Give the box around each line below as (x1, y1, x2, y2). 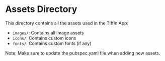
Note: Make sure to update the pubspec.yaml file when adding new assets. (5, 50, 160, 56)
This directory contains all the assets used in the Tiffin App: (5, 20, 129, 26)
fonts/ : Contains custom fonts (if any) (12, 40, 92, 46)
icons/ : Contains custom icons (12, 35, 76, 41)
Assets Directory (5, 3, 77, 15)
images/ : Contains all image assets (12, 29, 84, 35)
